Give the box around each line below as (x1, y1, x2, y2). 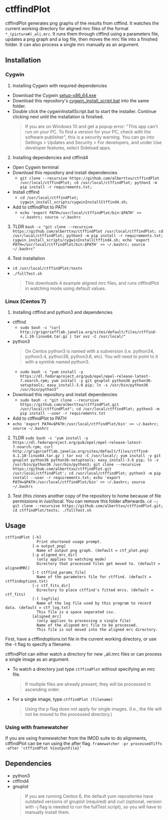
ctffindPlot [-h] (5, 535, 42, 540)
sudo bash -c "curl (20, 325, 61, 330)
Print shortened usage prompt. (37, 539, 102, 544)
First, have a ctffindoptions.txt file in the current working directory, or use (5, 636, 157, 642)
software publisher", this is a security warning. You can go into (25, 134, 154, 140)
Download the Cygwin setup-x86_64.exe (12, 92, 97, 98)
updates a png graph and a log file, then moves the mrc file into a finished (5, 36, 158, 42)
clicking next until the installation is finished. (12, 113, 104, 120)
